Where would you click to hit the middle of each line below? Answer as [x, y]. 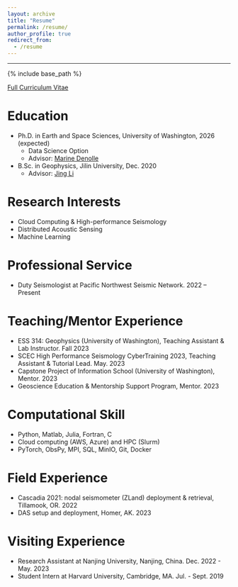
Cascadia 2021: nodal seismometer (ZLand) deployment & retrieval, [116, 498]
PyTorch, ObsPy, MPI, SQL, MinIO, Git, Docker [85, 449]
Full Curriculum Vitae [38, 87]
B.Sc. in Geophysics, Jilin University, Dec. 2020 [87, 166]
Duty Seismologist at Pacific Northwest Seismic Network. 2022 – [112, 285]
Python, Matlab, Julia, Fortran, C [64, 434]
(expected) [34, 143]
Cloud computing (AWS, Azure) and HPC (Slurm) [89, 442]
